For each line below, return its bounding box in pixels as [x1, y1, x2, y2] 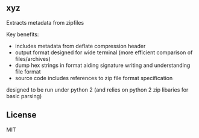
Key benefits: [6, 31, 39, 38]
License [6, 110, 37, 121]
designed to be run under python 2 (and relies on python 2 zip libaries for [6, 86, 189, 93]
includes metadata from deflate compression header [14, 42, 146, 49]
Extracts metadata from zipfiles [6, 19, 84, 26]
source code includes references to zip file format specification [14, 74, 173, 81]
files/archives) [14, 55, 51, 62]
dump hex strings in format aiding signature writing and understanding [14, 61, 191, 69]
